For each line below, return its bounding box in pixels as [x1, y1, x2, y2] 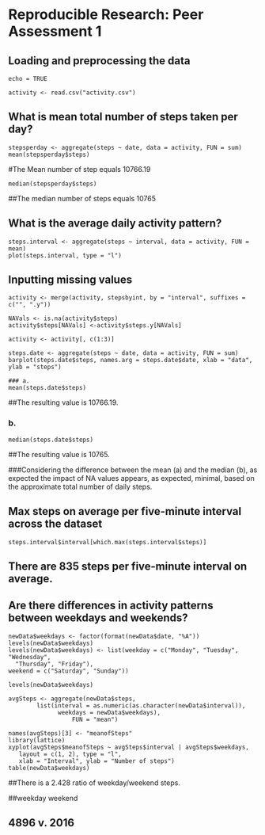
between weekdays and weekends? [8, 612, 188, 625]
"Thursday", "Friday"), [15, 660, 93, 668]
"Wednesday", [8, 653, 51, 661]
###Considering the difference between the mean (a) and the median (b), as [8, 465, 258, 475]
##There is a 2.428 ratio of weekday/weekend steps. [8, 778, 180, 787]
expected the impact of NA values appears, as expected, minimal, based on [8, 473, 255, 482]
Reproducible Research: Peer [8, 6, 204, 24]
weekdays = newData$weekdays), [58, 708, 161, 716]
